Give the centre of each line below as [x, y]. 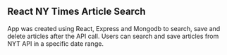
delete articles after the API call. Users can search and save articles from [113, 36]
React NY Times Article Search [76, 12]
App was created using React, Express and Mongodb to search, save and [114, 28]
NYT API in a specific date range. [56, 43]
